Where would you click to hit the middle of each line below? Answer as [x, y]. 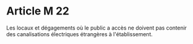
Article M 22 [38, 11]
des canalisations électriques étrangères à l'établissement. [80, 34]
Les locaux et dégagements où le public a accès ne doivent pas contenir [97, 28]
